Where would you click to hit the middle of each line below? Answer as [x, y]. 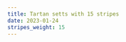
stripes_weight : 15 [36, 27]
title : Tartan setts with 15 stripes [63, 14]
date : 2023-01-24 [33, 21]
